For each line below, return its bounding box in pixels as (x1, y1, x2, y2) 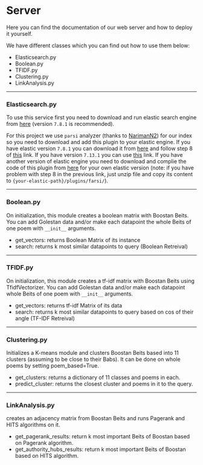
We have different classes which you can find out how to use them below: (6, 42, 190, 49)
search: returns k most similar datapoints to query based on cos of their (14, 308, 194, 315)
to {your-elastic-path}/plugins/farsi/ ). (6, 177, 109, 185)
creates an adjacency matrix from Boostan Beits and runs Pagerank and (6, 415, 185, 422)
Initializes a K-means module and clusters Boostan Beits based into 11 (6, 349, 179, 357)
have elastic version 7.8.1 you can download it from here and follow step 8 (6, 145, 193, 152)
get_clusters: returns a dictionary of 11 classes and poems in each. (14, 374, 181, 381)
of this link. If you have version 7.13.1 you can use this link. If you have (6, 151, 183, 159)
